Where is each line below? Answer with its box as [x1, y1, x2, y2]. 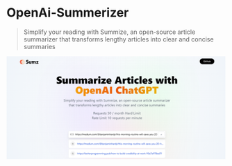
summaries [23, 42, 56, 50]
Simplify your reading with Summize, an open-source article [23, 28, 196, 36]
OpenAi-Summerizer [6, 5, 129, 21]
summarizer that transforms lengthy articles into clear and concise [23, 35, 214, 43]
